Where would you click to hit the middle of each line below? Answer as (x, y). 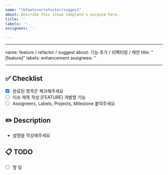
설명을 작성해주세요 (31, 135)
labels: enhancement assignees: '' (61, 58)
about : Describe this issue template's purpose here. (62, 14)
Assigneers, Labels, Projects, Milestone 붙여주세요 (64, 103)
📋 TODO (19, 152)
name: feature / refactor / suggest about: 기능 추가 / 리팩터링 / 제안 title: (77, 52)
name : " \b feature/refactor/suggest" (43, 10)
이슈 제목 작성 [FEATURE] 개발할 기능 (49, 97)
